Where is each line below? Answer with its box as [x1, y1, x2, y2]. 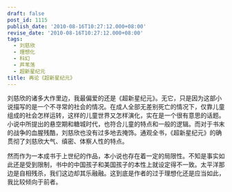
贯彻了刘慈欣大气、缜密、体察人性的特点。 [7, 137, 128, 146]
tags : [7, 36, 23, 43]
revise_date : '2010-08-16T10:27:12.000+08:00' [7, 29, 144, 37]
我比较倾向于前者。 [7, 177, 62, 186]
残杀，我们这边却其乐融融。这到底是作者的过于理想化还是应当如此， [30, 169, 225, 177]
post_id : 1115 [7, 17, 48, 23]
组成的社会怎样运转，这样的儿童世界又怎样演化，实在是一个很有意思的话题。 [7, 111, 225, 119]
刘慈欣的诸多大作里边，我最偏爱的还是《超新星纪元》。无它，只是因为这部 [7, 94, 216, 102]
